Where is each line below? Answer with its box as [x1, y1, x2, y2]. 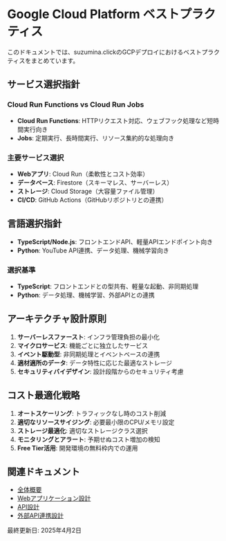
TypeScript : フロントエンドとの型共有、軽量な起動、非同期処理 [17, 282, 199, 291]
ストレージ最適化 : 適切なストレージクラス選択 [17, 426, 148, 434]
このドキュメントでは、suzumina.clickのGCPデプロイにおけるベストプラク [7, 48, 220, 56]
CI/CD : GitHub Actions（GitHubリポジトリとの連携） [17, 195, 168, 204]
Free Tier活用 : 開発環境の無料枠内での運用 [17, 443, 138, 452]
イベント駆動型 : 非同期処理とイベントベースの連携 [17, 350, 160, 358]
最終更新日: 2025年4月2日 [7, 526, 82, 535]
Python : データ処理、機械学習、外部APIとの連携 [17, 291, 155, 300]
